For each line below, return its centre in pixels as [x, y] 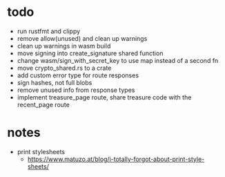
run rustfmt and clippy [49, 31]
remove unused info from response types [76, 90]
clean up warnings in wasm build [64, 46]
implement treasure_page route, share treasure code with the [104, 97]
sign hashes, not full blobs [55, 82]
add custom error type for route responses [78, 75]
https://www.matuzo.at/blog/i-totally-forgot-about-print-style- [116, 159]
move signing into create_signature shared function [90, 53]
